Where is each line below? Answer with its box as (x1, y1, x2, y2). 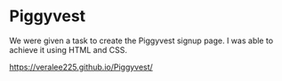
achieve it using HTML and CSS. (9, 44, 127, 55)
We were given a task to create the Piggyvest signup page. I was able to (9, 35, 274, 46)
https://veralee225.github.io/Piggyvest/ (9, 62, 153, 72)
